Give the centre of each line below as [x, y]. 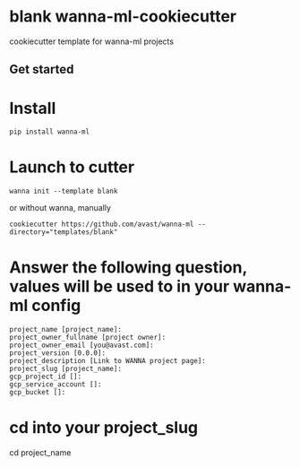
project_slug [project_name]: [66, 369]
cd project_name [40, 453]
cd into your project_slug [104, 428]
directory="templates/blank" [64, 232]
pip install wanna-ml [50, 132]
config [56, 306]
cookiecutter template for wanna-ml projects [92, 41]
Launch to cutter [72, 167]
